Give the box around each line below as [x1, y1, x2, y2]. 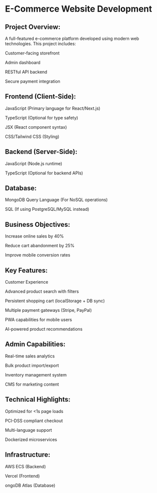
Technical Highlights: [5, 395, 71, 404]
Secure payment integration [5, 79, 60, 84]
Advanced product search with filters [5, 289, 79, 294]
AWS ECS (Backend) [5, 463, 46, 469]
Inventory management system [5, 372, 67, 377]
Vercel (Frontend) [5, 473, 40, 479]
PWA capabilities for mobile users [5, 317, 72, 323]
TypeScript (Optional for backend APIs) [5, 170, 83, 176]
